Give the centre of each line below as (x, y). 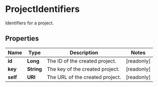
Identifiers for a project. (30, 23)
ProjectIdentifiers (43, 9)
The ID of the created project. (82, 61)
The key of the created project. (83, 69)
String (34, 69)
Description (84, 52)
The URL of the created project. (84, 77)
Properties (22, 39)
